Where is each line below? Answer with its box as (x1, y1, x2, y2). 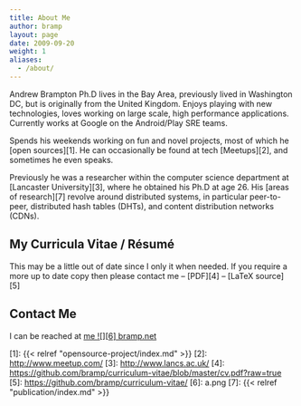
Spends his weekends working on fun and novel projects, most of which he (9, 135, 289, 146)
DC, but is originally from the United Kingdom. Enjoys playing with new (9, 98, 273, 109)
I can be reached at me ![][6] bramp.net (9, 330, 157, 341)
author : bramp (9, 22, 63, 31)
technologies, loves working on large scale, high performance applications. (9, 108, 289, 119)
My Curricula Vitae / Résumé (9, 237, 174, 252)
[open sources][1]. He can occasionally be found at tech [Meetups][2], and (9, 144, 288, 155)
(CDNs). (9, 210, 40, 221)
